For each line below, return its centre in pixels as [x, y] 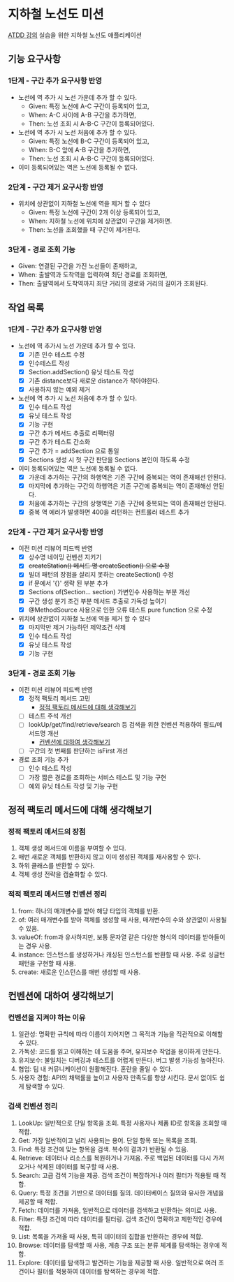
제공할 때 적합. [38, 1201]
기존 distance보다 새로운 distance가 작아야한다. [94, 381]
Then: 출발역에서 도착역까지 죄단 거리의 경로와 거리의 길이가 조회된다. [113, 283]
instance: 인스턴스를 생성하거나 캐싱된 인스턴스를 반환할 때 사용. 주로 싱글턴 [122, 955]
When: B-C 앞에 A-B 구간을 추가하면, [80, 149]
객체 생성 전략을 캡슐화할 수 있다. [63, 874]
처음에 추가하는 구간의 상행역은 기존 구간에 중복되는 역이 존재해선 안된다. [127, 503]
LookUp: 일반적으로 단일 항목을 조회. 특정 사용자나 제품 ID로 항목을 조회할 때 [123, 1123]
